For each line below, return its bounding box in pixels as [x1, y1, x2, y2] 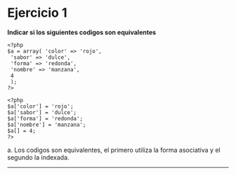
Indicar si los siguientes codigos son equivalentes [7, 28, 157, 36]
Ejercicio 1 [7, 5, 67, 21]
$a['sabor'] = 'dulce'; [7, 108, 77, 116]
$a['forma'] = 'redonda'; [7, 115, 83, 122]
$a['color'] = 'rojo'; [7, 103, 74, 110]
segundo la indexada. [7, 153, 70, 162]
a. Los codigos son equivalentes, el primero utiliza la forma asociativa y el [7, 146, 221, 154]
